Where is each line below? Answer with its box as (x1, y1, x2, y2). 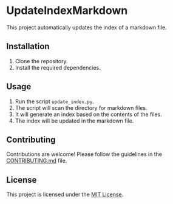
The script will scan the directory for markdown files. (15, 104, 148, 111)
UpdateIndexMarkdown (6, 4, 128, 18)
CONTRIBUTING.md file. (6, 157, 67, 165)
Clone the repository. (15, 57, 68, 64)
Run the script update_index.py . (15, 98, 94, 105)
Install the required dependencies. (15, 64, 101, 71)
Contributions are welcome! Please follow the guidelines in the (6, 151, 163, 158)
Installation (6, 41, 50, 52)
